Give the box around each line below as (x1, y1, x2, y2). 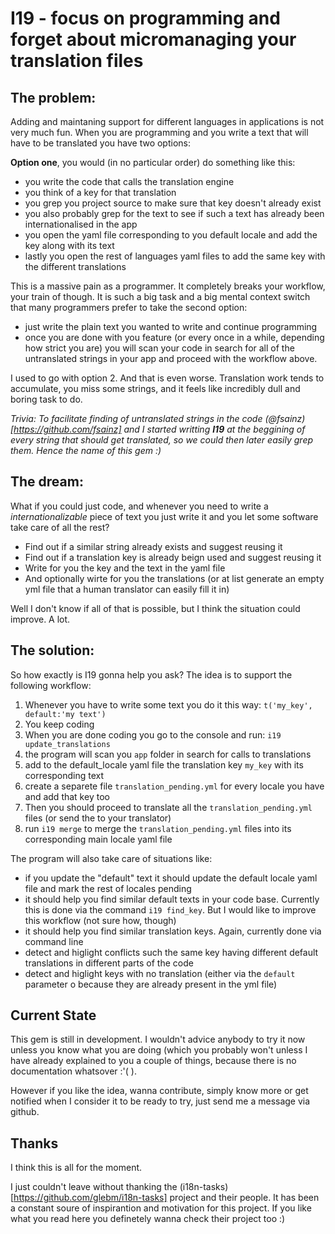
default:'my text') (24, 709, 107, 719)
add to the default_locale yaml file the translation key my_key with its (24, 758, 304, 771)
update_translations (24, 739, 111, 749)
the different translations (24, 261, 127, 272)
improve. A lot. (10, 613, 71, 625)
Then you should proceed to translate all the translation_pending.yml (24, 801, 313, 813)
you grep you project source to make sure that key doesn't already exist (24, 197, 322, 209)
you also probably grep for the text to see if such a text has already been (24, 208, 325, 219)
